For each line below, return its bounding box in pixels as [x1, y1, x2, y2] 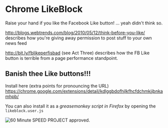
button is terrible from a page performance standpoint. [5, 55, 118, 61]
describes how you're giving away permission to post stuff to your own [5, 35, 152, 41]
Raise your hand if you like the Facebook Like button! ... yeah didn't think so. [5, 20, 163, 26]
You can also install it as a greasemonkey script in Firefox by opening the [5, 103, 156, 109]
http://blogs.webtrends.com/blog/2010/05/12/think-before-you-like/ [5, 29, 145, 35]
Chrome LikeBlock [5, 3, 83, 15]
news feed [5, 40, 27, 46]
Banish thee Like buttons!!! [5, 70, 91, 78]
